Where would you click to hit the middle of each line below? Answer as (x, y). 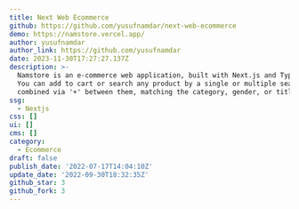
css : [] (24, 117)
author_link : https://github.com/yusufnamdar (95, 51)
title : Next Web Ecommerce (59, 17)
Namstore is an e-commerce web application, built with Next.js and (147, 76)
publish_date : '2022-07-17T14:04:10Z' (81, 166)
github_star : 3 (37, 183)
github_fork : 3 (37, 191)
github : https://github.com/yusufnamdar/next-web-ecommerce (123, 26)
